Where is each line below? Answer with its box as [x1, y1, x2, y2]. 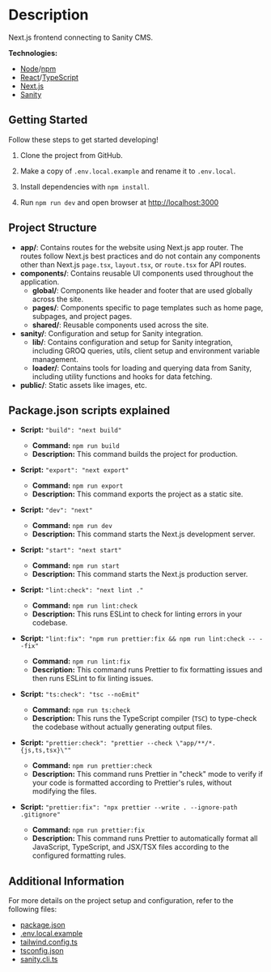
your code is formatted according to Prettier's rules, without [32, 778, 232, 787]
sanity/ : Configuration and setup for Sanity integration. [19, 328, 204, 338]
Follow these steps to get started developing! [8, 134, 159, 144]
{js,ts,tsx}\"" [19, 747, 72, 755]
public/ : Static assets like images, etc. [19, 380, 147, 390]
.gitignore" [19, 811, 61, 819]
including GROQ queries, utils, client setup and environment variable [32, 346, 260, 356]
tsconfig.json [19, 946, 64, 956]
